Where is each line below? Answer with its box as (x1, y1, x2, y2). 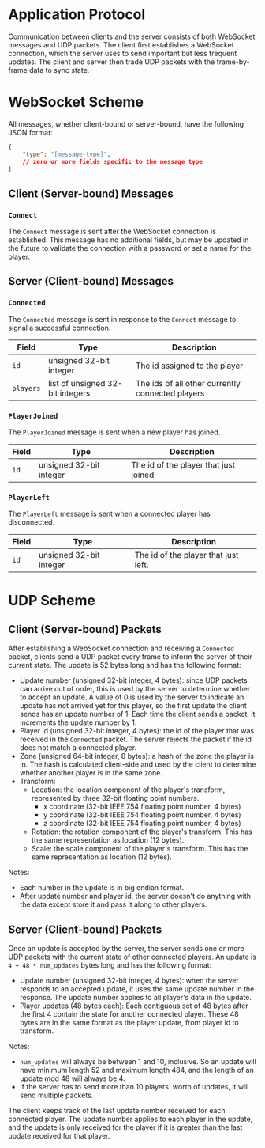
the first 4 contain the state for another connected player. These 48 (19, 1010, 239, 1019)
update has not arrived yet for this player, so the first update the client (19, 701, 247, 710)
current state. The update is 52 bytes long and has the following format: (8, 661, 242, 670)
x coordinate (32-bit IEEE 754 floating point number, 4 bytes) (43, 801, 241, 812)
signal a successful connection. (8, 323, 111, 332)
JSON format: (8, 127, 53, 137)
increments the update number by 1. (19, 718, 137, 727)
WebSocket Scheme (8, 93, 144, 112)
